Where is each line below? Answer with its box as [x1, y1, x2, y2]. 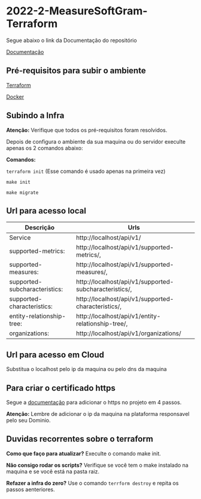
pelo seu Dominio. [6, 417, 51, 424]
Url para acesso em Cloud [6, 349, 105, 360]
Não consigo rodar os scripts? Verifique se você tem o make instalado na [6, 461, 188, 468]
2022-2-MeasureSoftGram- [6, 4, 148, 18]
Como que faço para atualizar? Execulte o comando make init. [6, 450, 162, 457]
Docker [6, 93, 25, 100]
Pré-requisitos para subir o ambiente [6, 66, 147, 76]
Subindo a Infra [6, 111, 65, 121]
